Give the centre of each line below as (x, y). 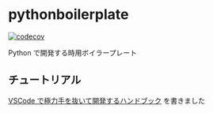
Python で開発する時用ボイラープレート (72, 52)
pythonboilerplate (68, 15)
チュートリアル (45, 80)
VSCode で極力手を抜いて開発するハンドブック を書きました (107, 100)
